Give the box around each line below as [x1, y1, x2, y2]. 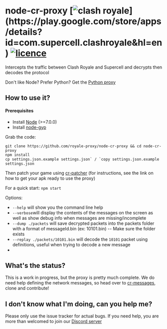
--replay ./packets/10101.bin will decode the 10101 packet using [12, 236, 148, 242]
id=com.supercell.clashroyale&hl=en [5, 37, 163, 49]
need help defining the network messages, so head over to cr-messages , [5, 280, 156, 286]
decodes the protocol [5, 69, 49, 75]
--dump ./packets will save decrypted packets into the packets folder [12, 220, 155, 226]
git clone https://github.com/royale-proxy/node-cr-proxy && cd [5, 143, 142, 149]
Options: [5, 194, 23, 200]
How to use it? [5, 94, 50, 102]
